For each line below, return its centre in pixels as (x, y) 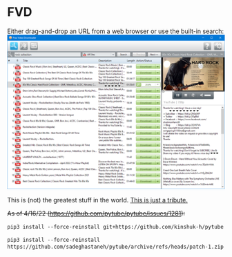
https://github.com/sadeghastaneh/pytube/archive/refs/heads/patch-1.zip (116, 247)
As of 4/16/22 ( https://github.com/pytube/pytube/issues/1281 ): (96, 213)
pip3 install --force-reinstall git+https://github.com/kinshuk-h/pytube (116, 227)
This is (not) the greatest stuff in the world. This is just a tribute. (97, 200)
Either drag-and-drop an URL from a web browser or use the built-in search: (116, 31)
